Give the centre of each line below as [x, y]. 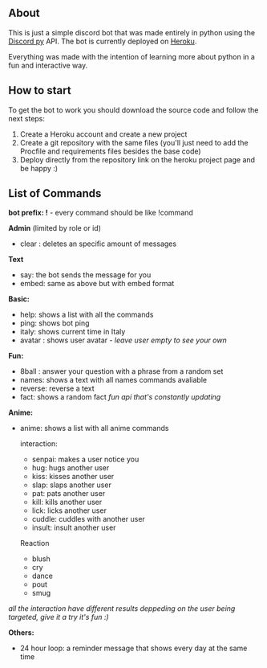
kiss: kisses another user [73, 477]
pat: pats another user [69, 494]
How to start [40, 90]
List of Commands [55, 193]
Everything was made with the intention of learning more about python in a [131, 56]
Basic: [19, 299]
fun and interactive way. [48, 65]
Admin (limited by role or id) [55, 228]
